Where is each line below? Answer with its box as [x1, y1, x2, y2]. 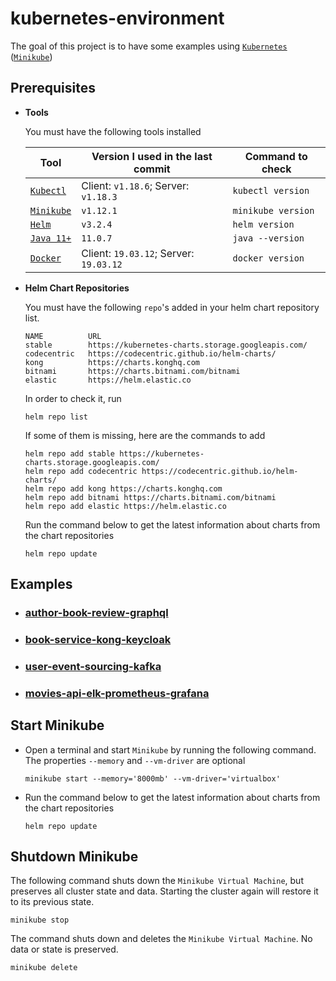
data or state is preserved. [10, 943, 119, 956]
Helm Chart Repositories [24, 282, 130, 294]
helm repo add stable [24, 448, 115, 459]
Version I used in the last [91, 149, 213, 163]
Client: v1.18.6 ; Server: [81, 178, 190, 192]
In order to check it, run [24, 392, 122, 404]
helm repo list [24, 412, 89, 422]
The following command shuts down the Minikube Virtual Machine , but [10, 875, 304, 887]
